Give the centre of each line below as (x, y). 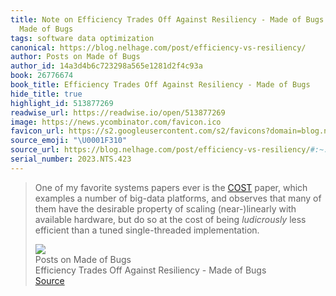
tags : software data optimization (82, 38)
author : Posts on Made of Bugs (75, 57)
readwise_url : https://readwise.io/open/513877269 (118, 112)
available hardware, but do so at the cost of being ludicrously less (170, 219)
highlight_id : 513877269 (62, 103)
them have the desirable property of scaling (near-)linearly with (165, 208)
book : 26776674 (42, 76)
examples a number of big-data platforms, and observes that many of (178, 198)
